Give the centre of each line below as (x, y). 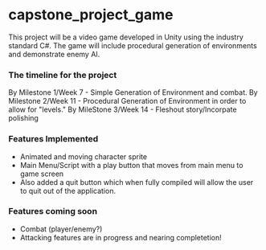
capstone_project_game (91, 15)
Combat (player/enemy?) (61, 229)
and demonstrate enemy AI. (54, 54)
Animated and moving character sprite (83, 156)
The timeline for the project (63, 75)
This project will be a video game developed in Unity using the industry (126, 37)
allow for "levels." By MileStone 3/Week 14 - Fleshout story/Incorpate (123, 109)
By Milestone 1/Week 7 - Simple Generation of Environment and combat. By (133, 92)
